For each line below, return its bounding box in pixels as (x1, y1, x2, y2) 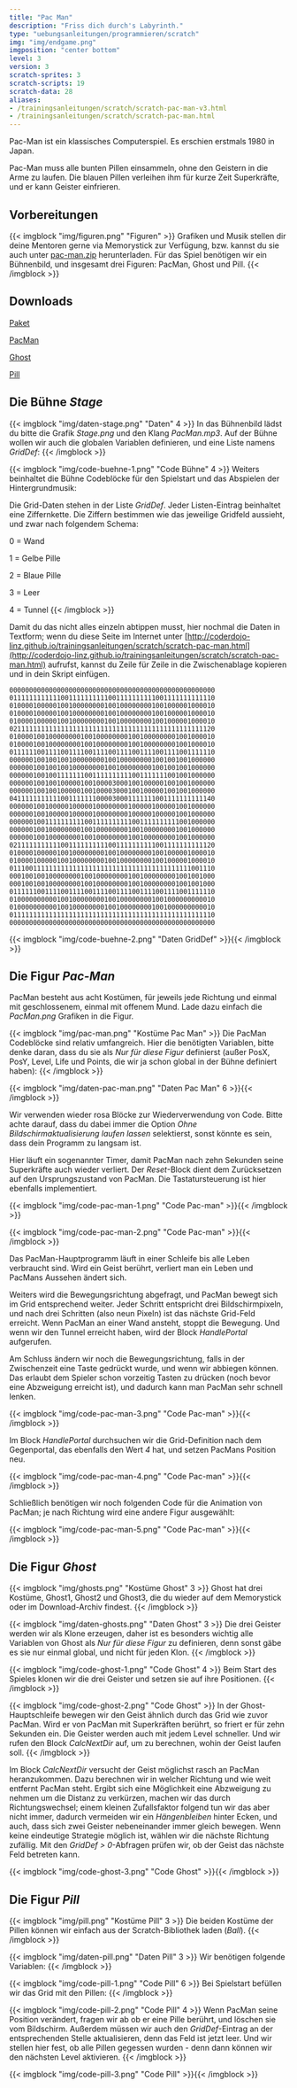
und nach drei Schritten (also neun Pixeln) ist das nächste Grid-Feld (9, 1308, 255, 1319)
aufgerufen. (9, 1337, 52, 1347)
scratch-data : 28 (9, 87, 73, 96)
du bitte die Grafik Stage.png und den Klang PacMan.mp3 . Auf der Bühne (9, 427, 278, 439)
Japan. (9, 145, 34, 156)
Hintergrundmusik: (9, 482, 77, 493)
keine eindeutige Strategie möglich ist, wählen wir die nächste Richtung (9, 1830, 270, 1841)
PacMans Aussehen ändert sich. (9, 1272, 127, 1283)
